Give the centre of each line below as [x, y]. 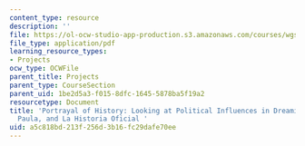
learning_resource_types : [58, 52]
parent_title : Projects [54, 77]
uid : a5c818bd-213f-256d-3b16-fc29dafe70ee [93, 128]
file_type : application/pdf [63, 43]
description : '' [40, 26]
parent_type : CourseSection [63, 85]
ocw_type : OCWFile [44, 69]
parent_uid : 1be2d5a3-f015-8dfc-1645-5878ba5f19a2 [107, 93]
